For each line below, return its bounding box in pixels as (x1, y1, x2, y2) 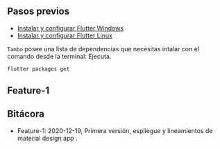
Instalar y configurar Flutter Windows (17, 24, 124, 32)
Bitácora (7, 108, 45, 120)
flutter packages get (7, 65, 70, 72)
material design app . (17, 134, 78, 142)
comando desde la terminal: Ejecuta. (7, 52, 112, 60)
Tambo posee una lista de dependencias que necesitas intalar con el (7, 44, 200, 53)
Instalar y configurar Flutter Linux (17, 31, 113, 40)
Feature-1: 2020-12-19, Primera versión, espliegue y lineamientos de (17, 126, 213, 134)
